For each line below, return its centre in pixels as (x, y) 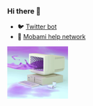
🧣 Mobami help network (51, 37)
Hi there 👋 (24, 11)
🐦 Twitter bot (37, 26)
